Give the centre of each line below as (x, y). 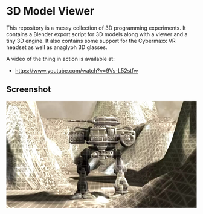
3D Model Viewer (50, 11)
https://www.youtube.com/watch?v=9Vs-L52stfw (76, 70)
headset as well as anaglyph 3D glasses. (57, 47)
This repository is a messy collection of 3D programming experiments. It (96, 28)
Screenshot (29, 90)
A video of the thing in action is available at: (60, 59)
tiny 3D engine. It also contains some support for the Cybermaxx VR (91, 41)
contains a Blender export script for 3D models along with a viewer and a (97, 34)
